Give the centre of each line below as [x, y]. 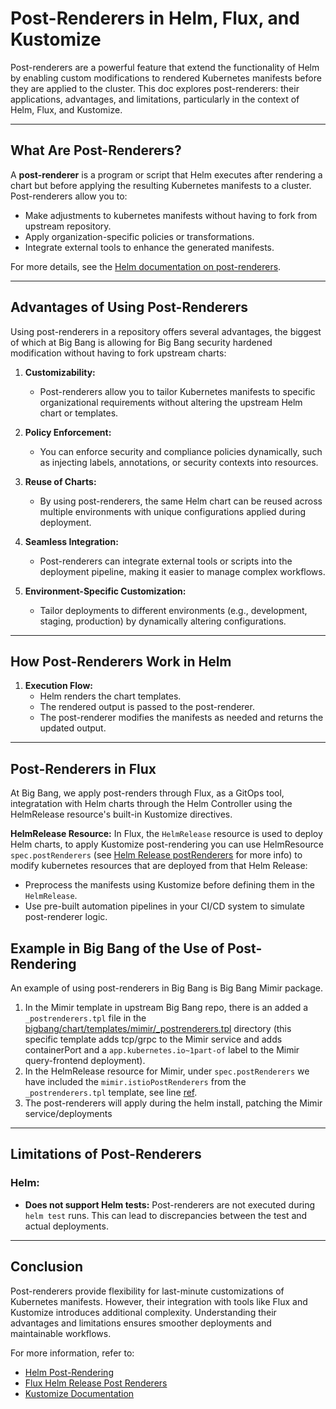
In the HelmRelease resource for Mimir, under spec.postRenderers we [167, 1071]
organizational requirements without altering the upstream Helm [171, 402]
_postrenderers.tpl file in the [85, 1018]
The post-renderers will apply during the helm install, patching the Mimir [173, 1103]
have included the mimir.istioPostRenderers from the [135, 1081]
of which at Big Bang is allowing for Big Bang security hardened [141, 342]
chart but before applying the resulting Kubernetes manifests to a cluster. [161, 185]
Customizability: [60, 372]
